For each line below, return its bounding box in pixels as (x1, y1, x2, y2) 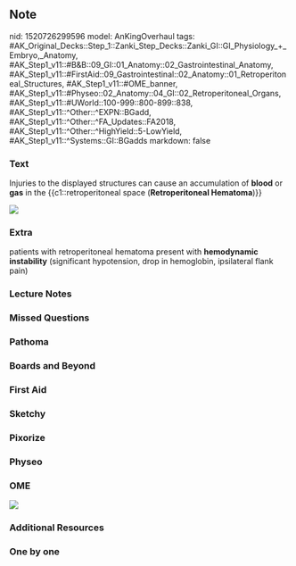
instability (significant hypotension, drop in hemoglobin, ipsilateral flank (9, 256, 274, 267)
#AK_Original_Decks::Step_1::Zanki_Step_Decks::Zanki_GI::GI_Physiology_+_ (9, 40, 287, 51)
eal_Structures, (9, 78, 65, 88)
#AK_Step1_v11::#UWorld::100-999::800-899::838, (9, 97, 193, 108)
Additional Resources (9, 521, 104, 534)
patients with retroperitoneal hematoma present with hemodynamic (9, 246, 259, 257)
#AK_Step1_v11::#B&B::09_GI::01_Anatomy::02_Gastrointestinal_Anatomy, (9, 59, 274, 70)
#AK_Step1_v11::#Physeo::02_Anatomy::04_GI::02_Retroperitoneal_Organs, (9, 87, 282, 98)
